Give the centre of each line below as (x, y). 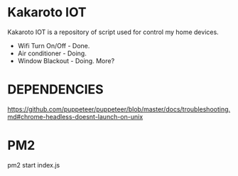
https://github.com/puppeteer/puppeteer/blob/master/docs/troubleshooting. (119, 109)
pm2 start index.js (34, 165)
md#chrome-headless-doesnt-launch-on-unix (75, 116)
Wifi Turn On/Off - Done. (54, 45)
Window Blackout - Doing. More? (66, 60)
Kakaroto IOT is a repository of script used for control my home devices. (113, 32)
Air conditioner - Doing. (52, 53)
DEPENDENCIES (56, 90)
